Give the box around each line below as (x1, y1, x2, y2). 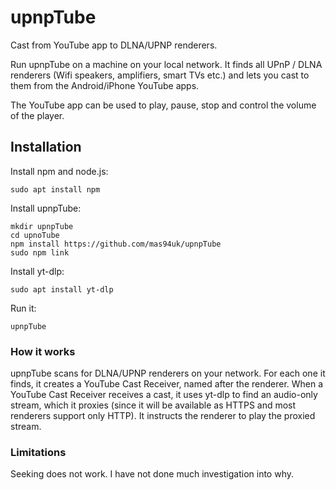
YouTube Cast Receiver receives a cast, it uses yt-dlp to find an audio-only (10, 389, 318, 401)
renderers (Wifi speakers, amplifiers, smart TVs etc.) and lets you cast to (10, 69, 310, 81)
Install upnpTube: (10, 202, 82, 214)
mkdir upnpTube (10, 221, 74, 231)
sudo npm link (10, 247, 70, 258)
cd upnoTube (10, 230, 60, 240)
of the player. (10, 109, 65, 121)
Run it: (10, 302, 37, 314)
